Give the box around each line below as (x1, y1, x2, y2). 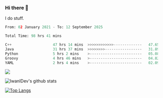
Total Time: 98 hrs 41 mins (5, 33, 62, 38)
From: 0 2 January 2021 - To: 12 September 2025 (5, 25, 103, 30)
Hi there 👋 (5, 4, 29, 11)
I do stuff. (5, 16, 24, 21)
